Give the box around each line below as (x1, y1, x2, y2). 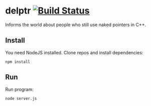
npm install (5, 59, 30, 64)
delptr (5, 5, 31, 17)
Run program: (5, 86, 34, 92)
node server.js (5, 96, 37, 101)
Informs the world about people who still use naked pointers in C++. (5, 22, 146, 28)
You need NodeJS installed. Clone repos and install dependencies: (5, 49, 143, 55)
